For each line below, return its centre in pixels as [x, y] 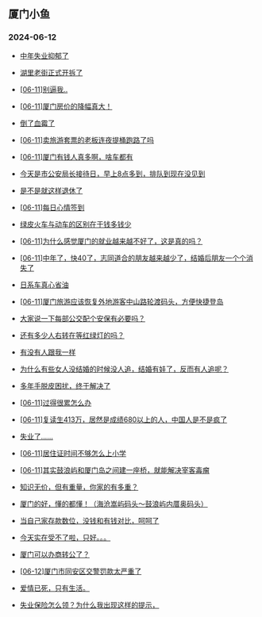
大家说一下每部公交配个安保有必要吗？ [82, 318]
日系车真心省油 [44, 285]
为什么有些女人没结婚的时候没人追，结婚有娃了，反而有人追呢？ [124, 369]
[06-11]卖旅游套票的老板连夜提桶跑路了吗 [87, 140]
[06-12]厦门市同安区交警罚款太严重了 [81, 571]
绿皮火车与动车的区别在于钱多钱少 [75, 224]
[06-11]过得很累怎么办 [56, 402]
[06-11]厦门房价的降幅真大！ [66, 106]
